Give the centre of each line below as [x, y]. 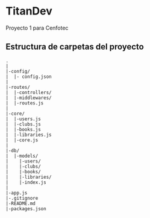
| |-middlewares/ [29, 98]
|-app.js [17, 193]
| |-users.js [23, 119]
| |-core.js [22, 140]
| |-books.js [23, 129]
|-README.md [20, 204]
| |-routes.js [25, 103]
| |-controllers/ [29, 92]
